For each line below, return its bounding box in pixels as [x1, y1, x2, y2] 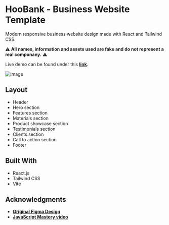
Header [12, 99, 29, 105]
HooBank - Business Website [5, 4, 130, 15]
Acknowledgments [5, 195, 67, 204]
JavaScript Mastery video [12, 214, 68, 220]
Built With [5, 156, 37, 165]
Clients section [12, 131, 44, 137]
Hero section [12, 104, 39, 110]
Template [5, 14, 46, 26]
